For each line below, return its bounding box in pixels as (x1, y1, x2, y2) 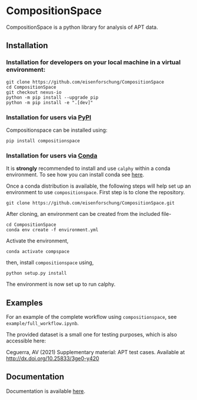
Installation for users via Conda (6, 151, 98, 159)
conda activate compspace (6, 249, 69, 255)
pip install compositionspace (6, 138, 81, 144)
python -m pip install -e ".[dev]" (6, 99, 94, 105)
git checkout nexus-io (6, 89, 62, 95)
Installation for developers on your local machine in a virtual (6, 58, 181, 66)
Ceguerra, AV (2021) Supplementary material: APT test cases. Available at (6, 349, 185, 356)
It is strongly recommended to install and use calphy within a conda (6, 165, 171, 172)
